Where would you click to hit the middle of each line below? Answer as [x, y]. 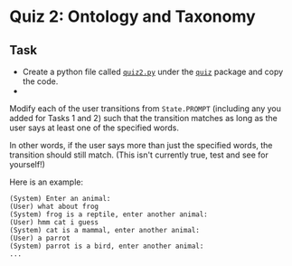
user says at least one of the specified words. [94, 128]
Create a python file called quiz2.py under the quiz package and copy [153, 71]
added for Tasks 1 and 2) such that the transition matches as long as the [143, 118]
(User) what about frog [54, 206]
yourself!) [27, 164]
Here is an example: [47, 182]
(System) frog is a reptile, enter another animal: [108, 214]
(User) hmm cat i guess [54, 223]
